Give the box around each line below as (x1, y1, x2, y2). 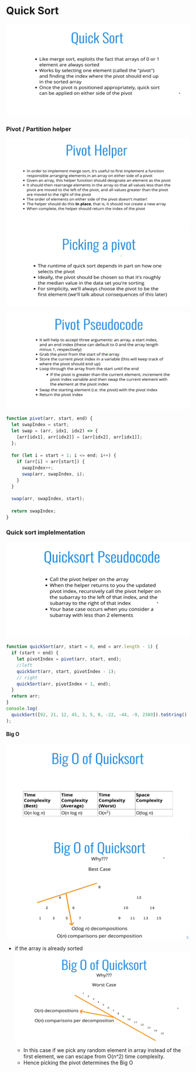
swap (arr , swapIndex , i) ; (21, 471, 85, 477)
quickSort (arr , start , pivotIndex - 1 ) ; (16, 668, 116, 675)
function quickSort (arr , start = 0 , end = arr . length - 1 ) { (6, 644, 159, 650)
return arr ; (11, 693, 41, 699)
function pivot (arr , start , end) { (6, 416, 93, 421)
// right (16, 675, 38, 680)
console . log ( (6, 706, 38, 712)
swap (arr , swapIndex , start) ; (11, 496, 85, 502)
